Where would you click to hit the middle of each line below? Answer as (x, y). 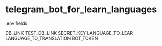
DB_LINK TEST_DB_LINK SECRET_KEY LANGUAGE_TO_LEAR (69, 33)
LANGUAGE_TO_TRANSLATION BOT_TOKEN (52, 38)
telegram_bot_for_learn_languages (81, 9)
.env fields (16, 23)
